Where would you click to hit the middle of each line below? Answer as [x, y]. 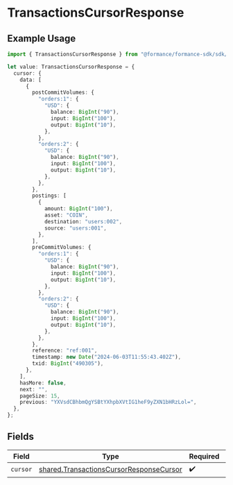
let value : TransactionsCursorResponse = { [71, 67]
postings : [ [50, 196]
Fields [21, 437]
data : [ [31, 80]
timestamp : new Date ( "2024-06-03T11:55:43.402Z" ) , [107, 357]
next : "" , [34, 389]
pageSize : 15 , [40, 396]
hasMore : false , [43, 383]
